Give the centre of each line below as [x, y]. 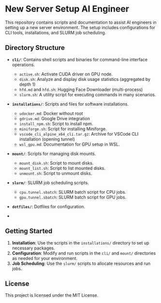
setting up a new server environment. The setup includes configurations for [80, 27]
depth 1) [27, 84]
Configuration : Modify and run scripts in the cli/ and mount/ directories [84, 253]
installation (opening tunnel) [47, 139]
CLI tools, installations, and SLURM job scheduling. [56, 32]
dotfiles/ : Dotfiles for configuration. [49, 206]
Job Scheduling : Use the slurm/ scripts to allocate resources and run [81, 263]
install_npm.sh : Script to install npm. [56, 123]
